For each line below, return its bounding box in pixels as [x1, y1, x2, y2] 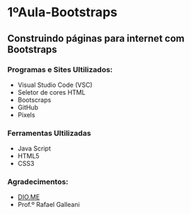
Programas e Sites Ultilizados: [7, 64, 113, 74]
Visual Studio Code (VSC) [17, 81, 93, 89]
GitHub [17, 103, 39, 112]
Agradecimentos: [7, 177, 69, 187]
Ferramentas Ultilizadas [7, 128, 91, 138]
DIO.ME [17, 193, 40, 201]
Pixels [17, 110, 35, 119]
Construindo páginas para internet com [7, 32, 185, 44]
